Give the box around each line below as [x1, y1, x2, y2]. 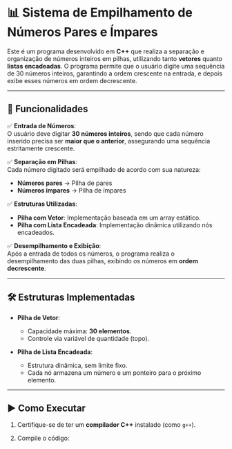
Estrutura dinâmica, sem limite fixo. [27, 361, 128, 369]
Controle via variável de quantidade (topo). [27, 334, 150, 342]
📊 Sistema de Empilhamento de [7, 5, 193, 21]
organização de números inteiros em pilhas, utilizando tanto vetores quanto [7, 54, 223, 62]
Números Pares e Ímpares [7, 24, 158, 40]
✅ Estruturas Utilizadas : [7, 200, 78, 208]
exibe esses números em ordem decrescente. [7, 76, 137, 85]
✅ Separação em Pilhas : [7, 157, 78, 166]
